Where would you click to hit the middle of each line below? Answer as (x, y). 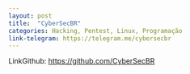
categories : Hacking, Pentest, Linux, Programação (95, 31)
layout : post (30, 16)
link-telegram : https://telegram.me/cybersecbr (90, 38)
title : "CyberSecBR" (45, 23)
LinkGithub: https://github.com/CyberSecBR (82, 61)
